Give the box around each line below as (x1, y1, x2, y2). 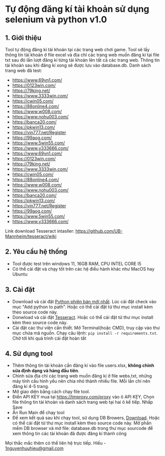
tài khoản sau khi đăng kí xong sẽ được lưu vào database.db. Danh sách (5, 63, 151, 68)
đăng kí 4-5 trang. (12, 384, 49, 389)
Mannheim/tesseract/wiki (5, 233, 57, 239)
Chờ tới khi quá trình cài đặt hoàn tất (12, 335, 86, 341)
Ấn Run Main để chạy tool (12, 410, 65, 416)
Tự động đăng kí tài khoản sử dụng (5, 3, 149, 15)
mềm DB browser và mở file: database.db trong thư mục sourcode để (12, 425, 153, 431)
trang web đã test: (5, 68, 42, 73)
